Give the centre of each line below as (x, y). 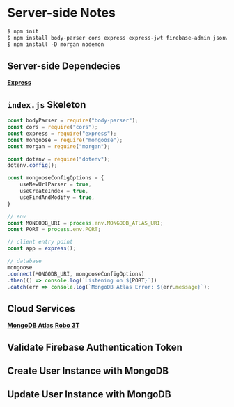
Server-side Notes (62, 13)
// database (24, 261)
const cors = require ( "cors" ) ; (53, 127)
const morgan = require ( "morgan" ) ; (59, 146)
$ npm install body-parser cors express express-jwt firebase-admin (109, 38)
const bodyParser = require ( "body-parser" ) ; (73, 121)
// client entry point (40, 242)
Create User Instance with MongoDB (88, 371)
